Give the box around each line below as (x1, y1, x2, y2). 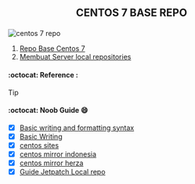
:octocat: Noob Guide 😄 (8, 106, 88, 115)
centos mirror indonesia (19, 149, 96, 159)
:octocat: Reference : (8, 70, 78, 79)
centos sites (19, 140, 60, 150)
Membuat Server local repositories (19, 52, 132, 62)
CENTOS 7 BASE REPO (75, 6, 188, 20)
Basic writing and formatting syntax (19, 123, 135, 132)
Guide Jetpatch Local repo (19, 168, 106, 177)
